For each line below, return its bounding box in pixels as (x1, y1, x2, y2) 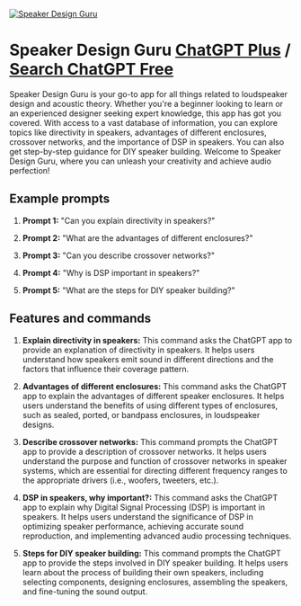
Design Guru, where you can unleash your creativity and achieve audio (9, 156, 272, 166)
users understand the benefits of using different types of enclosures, (22, 400, 279, 411)
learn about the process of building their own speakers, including (22, 566, 264, 577)
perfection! (9, 165, 50, 175)
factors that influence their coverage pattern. (22, 363, 190, 374)
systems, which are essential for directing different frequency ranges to (22, 465, 288, 476)
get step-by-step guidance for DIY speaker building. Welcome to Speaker (9, 146, 281, 156)
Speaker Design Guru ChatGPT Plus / (9, 40, 291, 60)
